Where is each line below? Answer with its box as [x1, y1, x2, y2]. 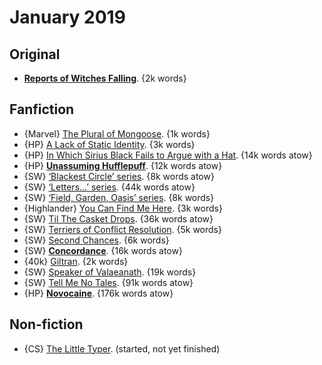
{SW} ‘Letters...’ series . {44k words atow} [23, 181, 196, 193]
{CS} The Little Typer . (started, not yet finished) [23, 342, 221, 355]
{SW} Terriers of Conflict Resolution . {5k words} [23, 223, 222, 235]
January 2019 [9, 6, 126, 29]
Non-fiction [9, 316, 84, 333]
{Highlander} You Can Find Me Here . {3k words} [23, 202, 223, 214]
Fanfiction [9, 101, 75, 118]
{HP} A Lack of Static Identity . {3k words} [23, 138, 196, 150]
